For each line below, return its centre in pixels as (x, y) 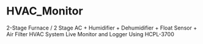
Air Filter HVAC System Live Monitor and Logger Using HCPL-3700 (90, 34)
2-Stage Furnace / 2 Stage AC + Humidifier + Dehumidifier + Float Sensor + (102, 28)
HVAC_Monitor (45, 11)
